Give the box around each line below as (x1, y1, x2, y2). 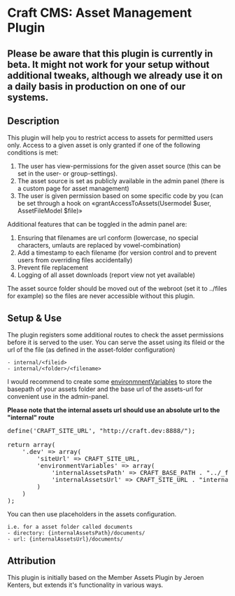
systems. (7, 91, 49, 103)
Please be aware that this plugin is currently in (7, 48, 213, 59)
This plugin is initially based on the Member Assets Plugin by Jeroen (7, 574, 204, 582)
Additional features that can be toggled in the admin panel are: (7, 220, 187, 229)
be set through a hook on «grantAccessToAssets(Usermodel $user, (17, 199, 212, 208)
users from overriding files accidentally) (17, 256, 133, 264)
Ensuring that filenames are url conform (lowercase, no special (17, 234, 199, 242)
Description (7, 115, 59, 127)
